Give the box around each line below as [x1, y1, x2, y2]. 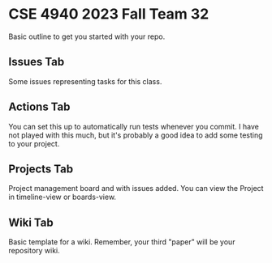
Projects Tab [8, 162, 74, 176]
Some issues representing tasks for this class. [8, 76, 162, 86]
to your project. [8, 138, 60, 148]
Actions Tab [8, 100, 71, 114]
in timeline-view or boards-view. [8, 192, 116, 202]
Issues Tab [8, 55, 65, 69]
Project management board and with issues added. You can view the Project [8, 184, 264, 193]
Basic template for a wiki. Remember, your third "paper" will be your [8, 237, 235, 247]
